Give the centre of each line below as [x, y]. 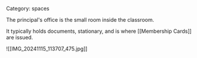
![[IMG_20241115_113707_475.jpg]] [47, 49]
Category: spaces [28, 8]
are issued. [20, 37]
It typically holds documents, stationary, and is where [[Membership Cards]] [99, 31]
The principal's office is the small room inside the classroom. [80, 20]
